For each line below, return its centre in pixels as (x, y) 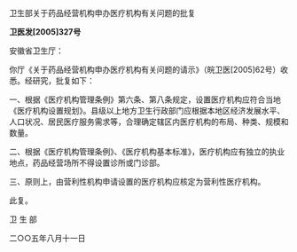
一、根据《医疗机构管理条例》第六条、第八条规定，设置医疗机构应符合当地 (145, 99)
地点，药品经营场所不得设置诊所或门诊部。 (87, 163)
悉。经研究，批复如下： (52, 81)
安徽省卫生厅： (36, 51)
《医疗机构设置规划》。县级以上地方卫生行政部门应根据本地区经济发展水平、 (147, 110)
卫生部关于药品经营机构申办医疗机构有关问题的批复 (102, 13)
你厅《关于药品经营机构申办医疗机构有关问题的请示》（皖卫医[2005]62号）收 (148, 70)
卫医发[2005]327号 (45, 32)
